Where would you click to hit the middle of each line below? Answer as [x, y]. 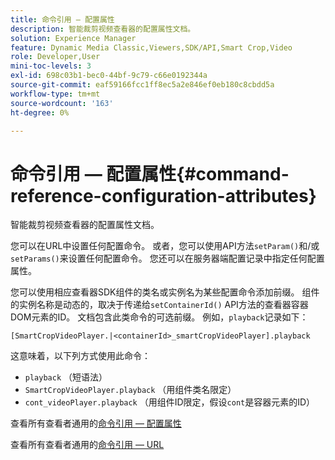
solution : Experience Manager [73, 38]
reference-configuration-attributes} [163, 195]
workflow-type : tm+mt [55, 94]
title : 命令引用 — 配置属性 [62, 19]
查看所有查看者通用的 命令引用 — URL [87, 445]
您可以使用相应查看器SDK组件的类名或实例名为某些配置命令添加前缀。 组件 [165, 292]
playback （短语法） [66, 377]
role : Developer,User [55, 57]
